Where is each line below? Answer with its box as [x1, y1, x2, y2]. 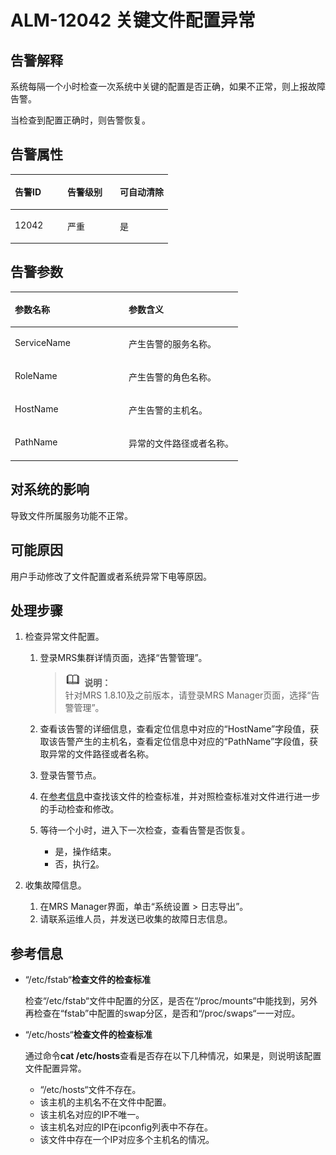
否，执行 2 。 [54, 858, 105, 870]
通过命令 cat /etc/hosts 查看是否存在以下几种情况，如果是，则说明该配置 [24, 1050, 322, 1062]
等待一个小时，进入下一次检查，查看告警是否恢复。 [39, 824, 251, 836]
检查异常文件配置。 [24, 631, 105, 643]
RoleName [14, 369, 58, 381]
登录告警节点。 [39, 769, 102, 781]
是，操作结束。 [54, 846, 117, 858]
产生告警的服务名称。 [128, 337, 217, 350]
